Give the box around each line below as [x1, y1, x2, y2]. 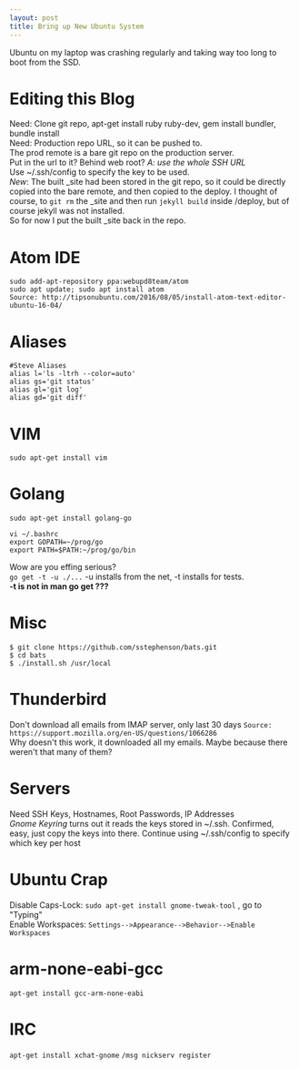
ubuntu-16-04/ [9, 301, 64, 311]
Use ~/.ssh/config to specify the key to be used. [9, 167, 190, 178]
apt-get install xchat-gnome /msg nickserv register [9, 1051, 212, 1060]
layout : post [9, 13, 59, 23]
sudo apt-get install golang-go [9, 514, 132, 524]
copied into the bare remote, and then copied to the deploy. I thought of [9, 186, 278, 197]
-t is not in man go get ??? [9, 581, 109, 592]
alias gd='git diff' [9, 393, 88, 402]
